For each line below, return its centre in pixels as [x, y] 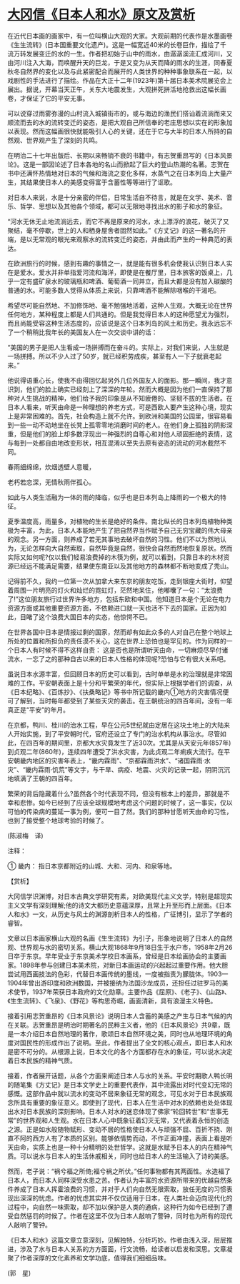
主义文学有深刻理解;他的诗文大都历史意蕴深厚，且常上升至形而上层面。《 [113, 905]
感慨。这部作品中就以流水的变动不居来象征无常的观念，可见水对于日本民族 [117, 1093]
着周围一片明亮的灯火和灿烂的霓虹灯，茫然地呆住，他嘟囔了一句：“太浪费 [115, 590]
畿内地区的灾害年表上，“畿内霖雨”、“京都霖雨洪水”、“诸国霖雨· [112, 761]
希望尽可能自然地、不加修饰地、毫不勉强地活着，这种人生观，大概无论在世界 [120, 305]
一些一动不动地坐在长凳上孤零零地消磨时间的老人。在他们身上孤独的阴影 [120, 425]
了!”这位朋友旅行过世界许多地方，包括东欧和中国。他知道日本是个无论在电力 [119, 599]
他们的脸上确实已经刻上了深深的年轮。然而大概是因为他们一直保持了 [126, 389]
